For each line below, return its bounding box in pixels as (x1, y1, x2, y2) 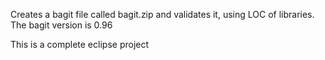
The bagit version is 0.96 (10, 19, 113, 31)
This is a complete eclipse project (10, 39, 150, 50)
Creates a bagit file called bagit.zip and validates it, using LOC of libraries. (10, 9, 315, 20)
